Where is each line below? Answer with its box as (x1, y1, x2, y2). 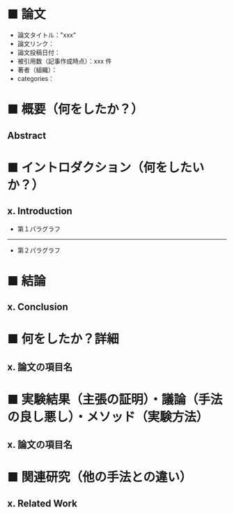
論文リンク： (17, 39, 54, 47)
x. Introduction (7, 205, 73, 217)
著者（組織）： (17, 66, 58, 74)
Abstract (7, 130, 47, 142)
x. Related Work (7, 497, 78, 509)
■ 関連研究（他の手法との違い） (7, 469, 192, 485)
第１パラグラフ (17, 225, 61, 233)
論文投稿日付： (17, 48, 61, 56)
